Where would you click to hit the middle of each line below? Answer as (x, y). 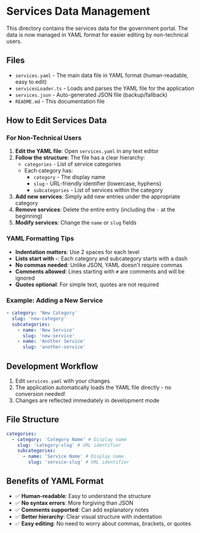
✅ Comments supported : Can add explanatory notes (82, 510)
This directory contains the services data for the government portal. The (97, 28)
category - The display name (69, 177)
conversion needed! (40, 393)
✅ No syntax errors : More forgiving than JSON (74, 502)
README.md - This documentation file (60, 101)
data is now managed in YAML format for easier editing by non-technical (98, 34)
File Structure (33, 419)
